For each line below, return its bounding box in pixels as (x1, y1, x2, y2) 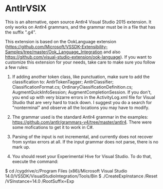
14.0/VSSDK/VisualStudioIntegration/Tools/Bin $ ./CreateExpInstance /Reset (5, 173, 158, 179)
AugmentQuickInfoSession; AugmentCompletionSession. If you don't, (12, 89, 152, 95)
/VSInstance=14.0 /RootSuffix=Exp (5, 178, 74, 184)
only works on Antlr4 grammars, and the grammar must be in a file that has (5, 24, 156, 30)
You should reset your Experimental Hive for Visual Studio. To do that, (12, 153, 152, 159)
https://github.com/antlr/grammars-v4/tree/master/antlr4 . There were (12, 119, 152, 125)
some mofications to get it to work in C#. (12, 124, 94, 130)
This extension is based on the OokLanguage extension (5, 38, 117, 44)
